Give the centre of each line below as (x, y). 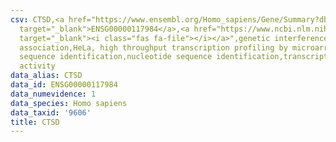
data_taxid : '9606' (51, 112)
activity (37, 66)
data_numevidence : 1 (53, 94)
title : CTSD (35, 122)
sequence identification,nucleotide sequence (116, 57)
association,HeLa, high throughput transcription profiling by (153, 47)
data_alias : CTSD (46, 76)
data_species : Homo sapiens (69, 103)
